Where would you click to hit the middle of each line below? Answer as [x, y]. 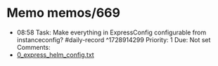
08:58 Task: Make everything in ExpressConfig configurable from [111, 32]
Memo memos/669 [64, 13]
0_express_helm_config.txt [55, 55]
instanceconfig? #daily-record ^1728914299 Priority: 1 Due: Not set [114, 39]
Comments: [33, 47]
